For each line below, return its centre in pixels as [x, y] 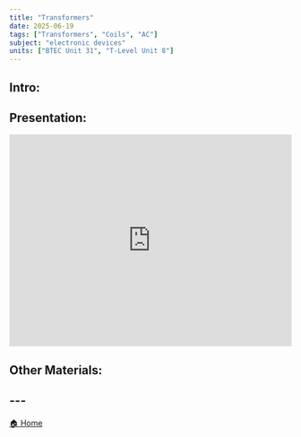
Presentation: [48, 118]
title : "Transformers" [52, 17]
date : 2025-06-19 [42, 26]
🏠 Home [26, 423]
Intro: [25, 87]
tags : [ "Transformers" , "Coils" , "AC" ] [84, 34]
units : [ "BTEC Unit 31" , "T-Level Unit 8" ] [92, 51]
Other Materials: [56, 370]
